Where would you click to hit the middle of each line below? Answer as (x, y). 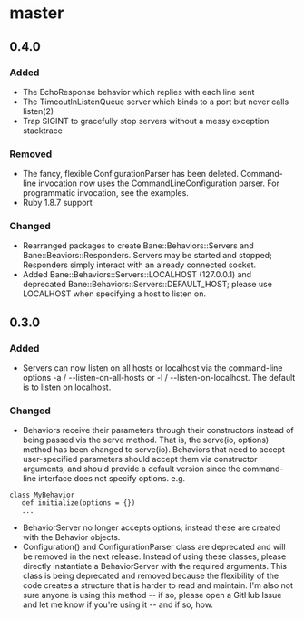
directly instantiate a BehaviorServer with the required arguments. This (155, 566)
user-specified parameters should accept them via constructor (140, 459)
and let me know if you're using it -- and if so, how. (118, 604)
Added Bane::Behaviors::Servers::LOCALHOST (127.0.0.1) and (137, 275)
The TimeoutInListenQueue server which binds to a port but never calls (156, 102)
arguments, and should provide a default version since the (131, 469)
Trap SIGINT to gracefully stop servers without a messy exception (146, 121)
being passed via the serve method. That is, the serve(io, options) (146, 440)
